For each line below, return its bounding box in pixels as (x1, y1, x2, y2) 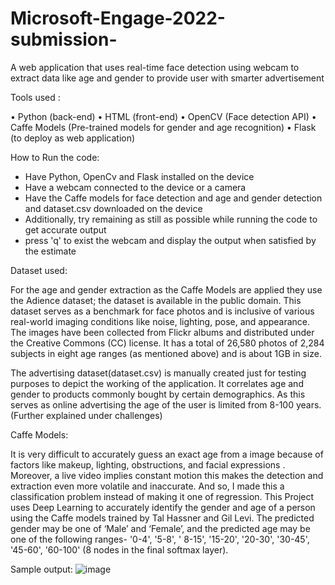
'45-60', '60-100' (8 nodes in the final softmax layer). (10, 543, 229, 556)
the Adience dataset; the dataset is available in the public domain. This (10, 294, 302, 306)
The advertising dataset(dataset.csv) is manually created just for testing (10, 367, 307, 379)
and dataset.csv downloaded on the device (24, 202, 203, 214)
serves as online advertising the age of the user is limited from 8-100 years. (10, 398, 322, 411)
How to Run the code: (10, 151, 100, 163)
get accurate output (24, 223, 107, 236)
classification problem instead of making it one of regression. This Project (10, 490, 315, 502)
